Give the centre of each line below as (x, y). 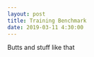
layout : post (27, 14)
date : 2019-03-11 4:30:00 (45, 27)
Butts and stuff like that (41, 48)
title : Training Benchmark (47, 21)
